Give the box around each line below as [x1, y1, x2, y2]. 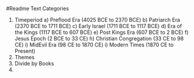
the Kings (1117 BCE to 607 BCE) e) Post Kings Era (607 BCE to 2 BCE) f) [14, 29, 189, 36]
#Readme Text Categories [6, 5, 69, 12]
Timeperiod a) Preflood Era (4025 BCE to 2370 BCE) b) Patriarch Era [14, 16, 181, 23]
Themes [14, 54, 35, 60]
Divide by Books [14, 60, 55, 67]
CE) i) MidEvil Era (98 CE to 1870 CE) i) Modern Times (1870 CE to [14, 41, 174, 48]
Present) [14, 48, 36, 55]
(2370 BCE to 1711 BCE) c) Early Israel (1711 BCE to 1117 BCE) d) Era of [14, 23, 182, 29]
